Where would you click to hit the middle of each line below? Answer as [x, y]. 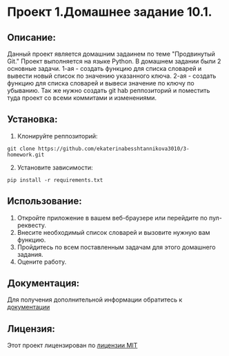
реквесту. [32, 225]
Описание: [32, 38]
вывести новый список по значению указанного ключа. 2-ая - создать [112, 76]
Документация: [43, 283]
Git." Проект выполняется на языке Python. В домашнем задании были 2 [114, 61]
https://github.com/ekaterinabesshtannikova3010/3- [113, 149]
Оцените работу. [42, 262]
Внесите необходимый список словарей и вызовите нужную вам [113, 232]
